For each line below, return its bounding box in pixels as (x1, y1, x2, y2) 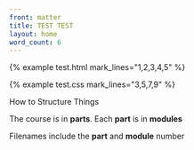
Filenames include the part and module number (9, 130, 185, 142)
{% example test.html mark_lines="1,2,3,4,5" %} (9, 62, 186, 73)
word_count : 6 (9, 37, 62, 47)
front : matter (9, 12, 62, 22)
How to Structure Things (9, 97, 100, 107)
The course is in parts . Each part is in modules (9, 114, 182, 124)
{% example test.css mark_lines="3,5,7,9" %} (9, 79, 176, 90)
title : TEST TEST (9, 21, 74, 30)
